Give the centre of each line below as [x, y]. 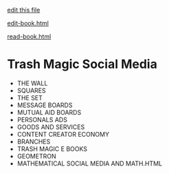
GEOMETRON [36, 156]
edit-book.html [28, 23]
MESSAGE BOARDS [45, 105]
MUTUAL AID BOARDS [49, 112]
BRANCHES [34, 141]
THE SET [30, 97]
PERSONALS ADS [42, 119]
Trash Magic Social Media [82, 64]
